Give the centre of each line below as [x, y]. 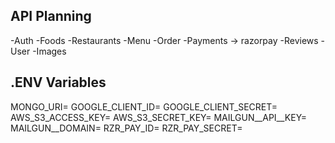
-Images [49, 51]
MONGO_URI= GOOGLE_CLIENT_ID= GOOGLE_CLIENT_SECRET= [144, 106]
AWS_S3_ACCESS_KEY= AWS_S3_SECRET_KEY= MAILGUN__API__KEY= [159, 117]
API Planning [51, 16]
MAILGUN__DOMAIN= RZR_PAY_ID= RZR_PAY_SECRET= [126, 128]
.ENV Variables [58, 82]
